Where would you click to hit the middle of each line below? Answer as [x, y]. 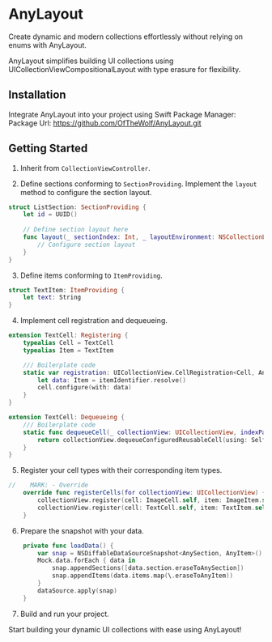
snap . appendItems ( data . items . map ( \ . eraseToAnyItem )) [142, 576]
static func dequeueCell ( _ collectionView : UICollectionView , [130, 432]
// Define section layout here [76, 230]
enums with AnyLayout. [48, 45]
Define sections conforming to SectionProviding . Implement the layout [138, 184]
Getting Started [48, 149]
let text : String [52, 298]
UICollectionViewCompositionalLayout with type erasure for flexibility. [125, 69]
